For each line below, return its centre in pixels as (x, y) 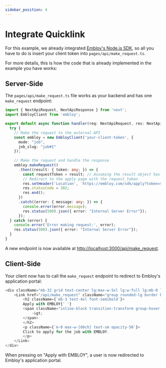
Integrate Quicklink (45, 34)
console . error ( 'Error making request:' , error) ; (65, 225)
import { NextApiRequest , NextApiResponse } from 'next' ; (66, 110)
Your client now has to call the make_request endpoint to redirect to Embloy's (83, 276)
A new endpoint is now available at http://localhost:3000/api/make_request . (82, 248)
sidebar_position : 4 (26, 10)
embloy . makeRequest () (36, 165)
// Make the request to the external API (57, 133)
